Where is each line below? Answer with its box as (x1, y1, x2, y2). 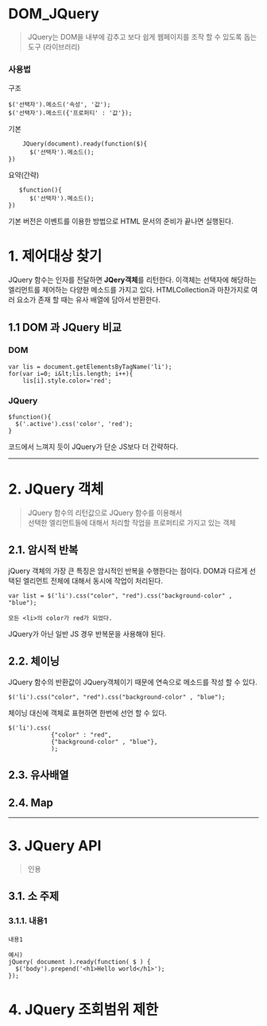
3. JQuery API (8, 837, 102, 855)
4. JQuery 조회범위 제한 (8, 1001, 159, 1018)
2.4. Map (8, 796, 54, 809)
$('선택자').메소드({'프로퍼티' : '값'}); (8, 109, 133, 118)
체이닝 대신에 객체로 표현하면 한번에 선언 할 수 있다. (8, 708, 167, 718)
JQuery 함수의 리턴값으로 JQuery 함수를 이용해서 (27, 508, 183, 517)
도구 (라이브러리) (27, 41, 81, 52)
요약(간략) (8, 170, 40, 180)
